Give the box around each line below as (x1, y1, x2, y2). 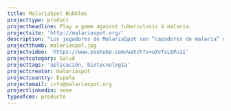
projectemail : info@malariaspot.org (7, 81, 112, 88)
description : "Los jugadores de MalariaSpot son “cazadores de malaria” (7, 36, 220, 43)
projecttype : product (7, 17, 69, 23)
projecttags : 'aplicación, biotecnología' (7, 61, 131, 68)
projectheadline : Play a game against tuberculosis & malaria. (7, 23, 192, 30)
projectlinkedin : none (7, 87, 72, 94)
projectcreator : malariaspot (7, 68, 91, 74)
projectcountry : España (7, 74, 76, 81)
